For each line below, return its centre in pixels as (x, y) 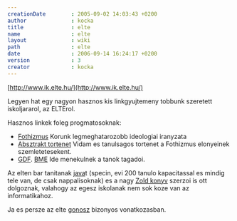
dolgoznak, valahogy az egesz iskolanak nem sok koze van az (99, 188)
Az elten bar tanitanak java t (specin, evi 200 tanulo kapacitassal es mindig (116, 173)
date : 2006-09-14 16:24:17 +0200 (83, 54)
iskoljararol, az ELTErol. (41, 108)
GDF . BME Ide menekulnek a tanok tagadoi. (81, 159)
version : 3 (44, 61)
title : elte (49, 27)
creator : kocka (51, 67)
